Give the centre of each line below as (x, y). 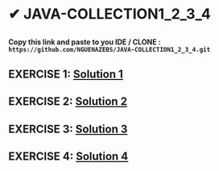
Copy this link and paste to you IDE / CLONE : (85, 42)
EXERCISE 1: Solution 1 (66, 74)
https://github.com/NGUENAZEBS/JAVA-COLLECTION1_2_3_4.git (109, 49)
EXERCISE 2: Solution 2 (68, 102)
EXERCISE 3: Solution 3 (68, 129)
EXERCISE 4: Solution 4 (68, 157)
